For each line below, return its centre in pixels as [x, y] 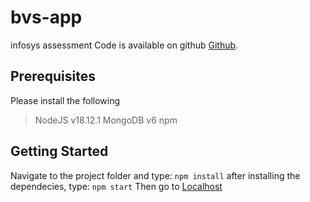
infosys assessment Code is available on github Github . [124, 45]
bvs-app [46, 17]
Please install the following [65, 100]
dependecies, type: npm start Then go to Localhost [116, 186]
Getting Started [59, 151]
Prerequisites [53, 76]
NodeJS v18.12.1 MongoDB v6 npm [106, 120]
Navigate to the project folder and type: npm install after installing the [155, 175]
